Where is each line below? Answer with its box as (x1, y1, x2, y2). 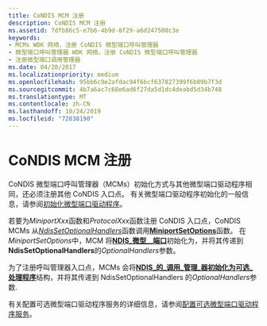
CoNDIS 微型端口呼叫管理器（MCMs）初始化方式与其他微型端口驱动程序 (8, 179, 246, 189)
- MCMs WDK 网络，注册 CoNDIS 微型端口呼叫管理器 (8, 41, 159, 49)
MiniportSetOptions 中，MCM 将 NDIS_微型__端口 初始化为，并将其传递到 (8, 236, 244, 245)
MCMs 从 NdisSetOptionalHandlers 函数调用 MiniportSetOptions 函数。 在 (8, 225, 246, 235)
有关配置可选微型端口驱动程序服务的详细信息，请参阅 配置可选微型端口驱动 (8, 299, 252, 309)
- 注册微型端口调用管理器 (8, 56, 81, 64)
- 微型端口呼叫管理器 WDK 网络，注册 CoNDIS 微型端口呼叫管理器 (8, 48, 198, 56)
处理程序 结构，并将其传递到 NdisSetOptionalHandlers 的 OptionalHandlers (8, 272, 250, 282)
